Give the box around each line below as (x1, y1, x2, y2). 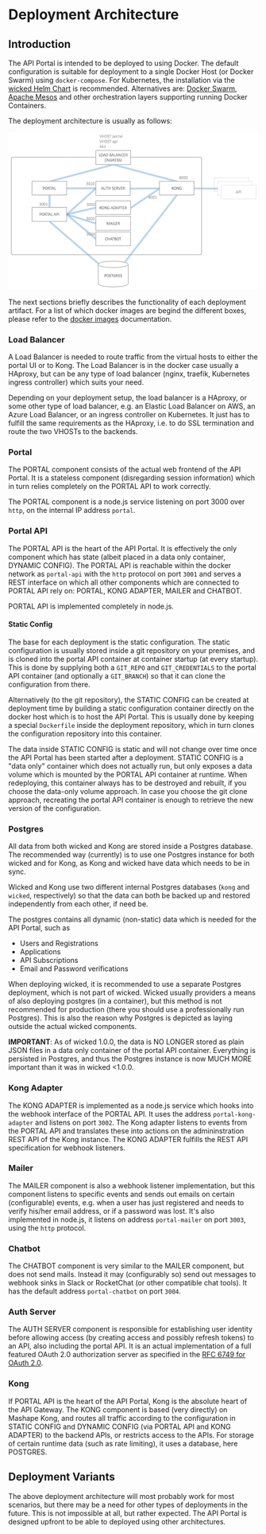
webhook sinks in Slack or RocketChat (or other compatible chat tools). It (8, 1278, 248, 1288)
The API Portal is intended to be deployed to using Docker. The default (8, 58, 239, 68)
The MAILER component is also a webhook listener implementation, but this (8, 1180, 256, 1190)
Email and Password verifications (19, 964, 129, 973)
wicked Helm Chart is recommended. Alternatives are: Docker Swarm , (8, 84, 237, 93)
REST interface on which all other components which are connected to (8, 577, 240, 587)
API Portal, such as (8, 923, 71, 933)
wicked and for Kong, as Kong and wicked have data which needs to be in (8, 859, 250, 868)
